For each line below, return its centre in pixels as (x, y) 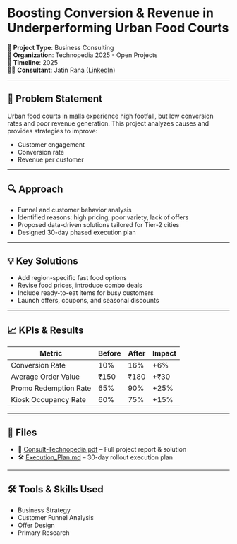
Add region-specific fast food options (72, 278)
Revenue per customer (51, 159)
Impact (165, 353)
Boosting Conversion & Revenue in (110, 13)
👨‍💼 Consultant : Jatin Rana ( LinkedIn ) (61, 70)
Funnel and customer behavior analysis (74, 210)
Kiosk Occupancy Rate (49, 400)
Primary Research (43, 532)
